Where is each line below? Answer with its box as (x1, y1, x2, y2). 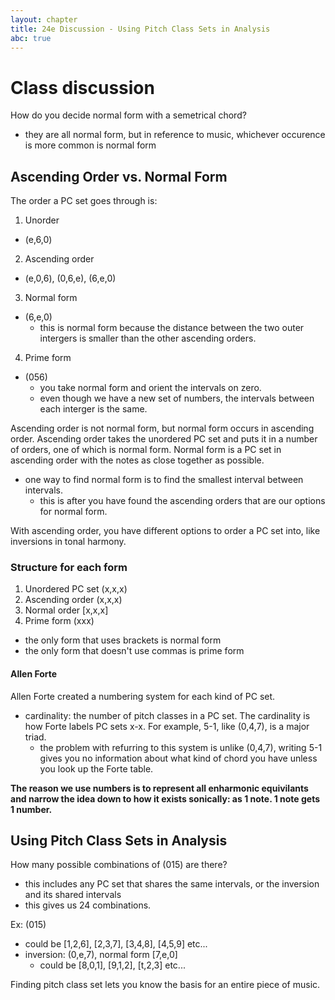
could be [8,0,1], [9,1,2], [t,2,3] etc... (39, 959, 186, 971)
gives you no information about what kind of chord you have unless (39, 752, 318, 764)
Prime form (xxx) (24, 615, 95, 627)
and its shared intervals (24, 889, 122, 901)
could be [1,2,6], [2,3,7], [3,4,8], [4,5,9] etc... (24, 938, 208, 950)
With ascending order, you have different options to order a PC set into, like (10, 525, 321, 537)
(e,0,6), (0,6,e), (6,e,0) (24, 272, 117, 285)
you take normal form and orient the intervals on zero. (39, 382, 262, 394)
